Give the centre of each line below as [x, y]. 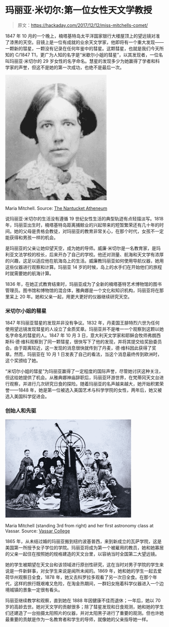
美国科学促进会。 [31, 397]
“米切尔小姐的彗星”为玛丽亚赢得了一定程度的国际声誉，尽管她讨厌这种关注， [84, 371]
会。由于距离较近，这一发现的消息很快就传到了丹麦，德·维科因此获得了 [79, 348]
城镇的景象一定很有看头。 [36, 590]
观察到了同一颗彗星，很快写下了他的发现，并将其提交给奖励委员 [96, 342]
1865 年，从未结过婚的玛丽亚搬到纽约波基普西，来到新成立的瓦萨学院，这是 [83, 541]
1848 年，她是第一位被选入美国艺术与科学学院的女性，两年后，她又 [88, 390]
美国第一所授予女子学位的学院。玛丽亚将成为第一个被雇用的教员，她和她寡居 [84, 547]
